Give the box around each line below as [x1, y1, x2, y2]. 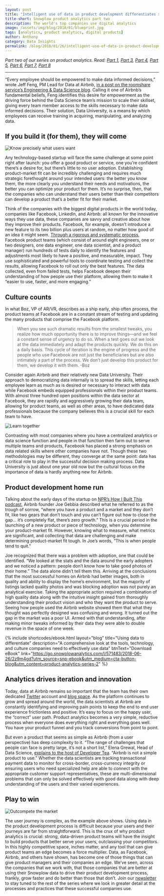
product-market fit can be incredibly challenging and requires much [5, 170, 142, 176]
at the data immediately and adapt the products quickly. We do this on [17, 342, 158, 348]
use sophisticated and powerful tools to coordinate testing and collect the [5, 258, 153, 264]
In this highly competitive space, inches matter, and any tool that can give [5, 844, 153, 849]
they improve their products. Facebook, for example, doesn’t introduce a [5, 222, 151, 227]
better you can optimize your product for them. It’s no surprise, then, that [5, 186, 152, 192]
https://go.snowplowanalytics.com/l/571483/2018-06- [32, 650, 142, 657]
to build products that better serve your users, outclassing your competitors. [5, 839, 159, 845]
